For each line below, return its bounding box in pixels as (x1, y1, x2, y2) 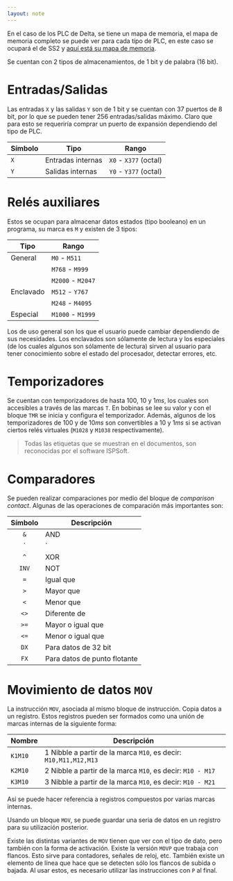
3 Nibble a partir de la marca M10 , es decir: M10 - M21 (44, 777, 216, 787)
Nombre (10, 736, 38, 746)
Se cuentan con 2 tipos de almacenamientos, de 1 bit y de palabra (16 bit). (7, 57, 218, 66)
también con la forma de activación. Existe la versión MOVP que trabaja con (7, 844, 218, 853)
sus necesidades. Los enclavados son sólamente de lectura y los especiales (7, 334, 225, 343)
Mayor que (44, 586, 80, 596)
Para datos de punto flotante (44, 654, 138, 664)
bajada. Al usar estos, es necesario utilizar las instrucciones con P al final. (7, 866, 218, 875)
